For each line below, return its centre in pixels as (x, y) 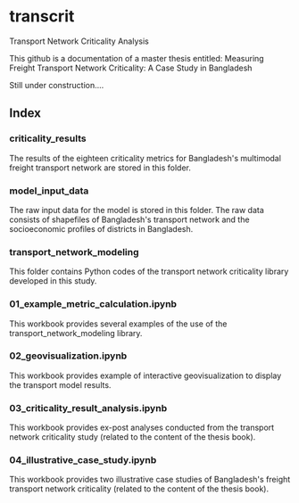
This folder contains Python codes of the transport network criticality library (149, 272)
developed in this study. (53, 281)
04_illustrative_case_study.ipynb (83, 460)
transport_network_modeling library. (76, 333)
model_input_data (49, 191)
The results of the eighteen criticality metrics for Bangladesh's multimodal (145, 158)
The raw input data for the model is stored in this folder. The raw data (137, 210)
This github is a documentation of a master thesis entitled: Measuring (137, 58)
